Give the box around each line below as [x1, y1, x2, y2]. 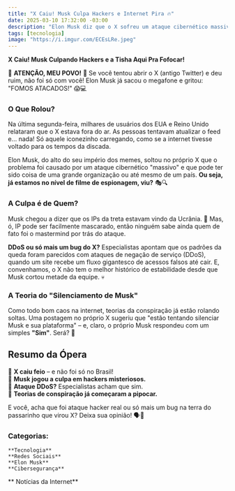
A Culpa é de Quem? [8, 198, 79, 208]
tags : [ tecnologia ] [8, 29, 65, 37]
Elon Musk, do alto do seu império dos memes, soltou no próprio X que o [8, 156, 218, 164]
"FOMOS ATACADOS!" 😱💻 [8, 85, 87, 93]
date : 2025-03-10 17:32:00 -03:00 [8, 17, 109, 24]
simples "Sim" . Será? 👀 [8, 329, 75, 337]
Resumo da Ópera [8, 349, 87, 360]
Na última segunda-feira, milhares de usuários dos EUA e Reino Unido [8, 120, 209, 129]
